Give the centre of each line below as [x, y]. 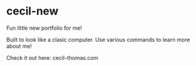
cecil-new [32, 11]
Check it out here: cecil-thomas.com [52, 58]
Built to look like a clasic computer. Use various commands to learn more [98, 39]
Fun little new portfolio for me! [44, 28]
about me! [19, 46]
